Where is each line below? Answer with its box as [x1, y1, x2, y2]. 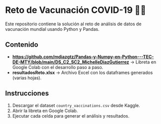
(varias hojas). [12, 74, 42, 81]
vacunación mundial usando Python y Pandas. [5, 26, 100, 32]
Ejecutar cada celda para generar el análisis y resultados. [12, 113, 130, 119]
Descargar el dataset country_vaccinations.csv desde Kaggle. [12, 102, 140, 108]
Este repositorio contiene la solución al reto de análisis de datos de [5, 21, 142, 27]
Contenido [5, 41, 39, 49]
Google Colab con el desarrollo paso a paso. [12, 64, 104, 70]
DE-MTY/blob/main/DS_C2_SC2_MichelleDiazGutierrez [12, 59, 129, 65]
